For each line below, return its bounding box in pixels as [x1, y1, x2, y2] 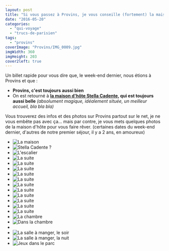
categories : [5, 21, 30, 27]
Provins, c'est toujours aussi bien [12, 87, 84, 93]
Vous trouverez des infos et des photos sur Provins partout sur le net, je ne [5, 113, 160, 119]
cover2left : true [5, 59, 42, 64]
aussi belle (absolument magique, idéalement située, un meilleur [12, 98, 147, 104]
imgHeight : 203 [5, 54, 37, 59]
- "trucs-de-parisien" [10, 31, 57, 36]
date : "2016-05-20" [5, 17, 46, 22]
